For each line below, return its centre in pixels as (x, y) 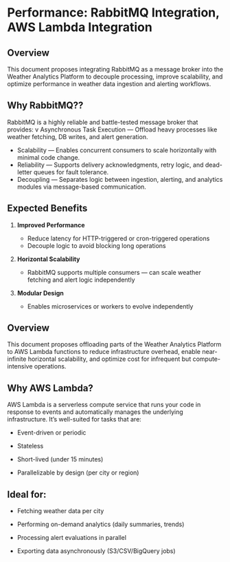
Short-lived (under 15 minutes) (60, 459)
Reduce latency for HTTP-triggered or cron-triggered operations (118, 238)
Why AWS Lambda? (50, 388)
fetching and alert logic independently (81, 280)
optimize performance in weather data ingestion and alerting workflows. (109, 84)
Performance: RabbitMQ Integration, (113, 13)
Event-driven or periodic (51, 433)
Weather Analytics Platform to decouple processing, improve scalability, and (115, 76)
